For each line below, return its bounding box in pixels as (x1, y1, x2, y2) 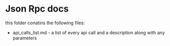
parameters (12, 35, 37, 41)
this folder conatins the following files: (5, 20, 85, 26)
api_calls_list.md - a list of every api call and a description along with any (12, 29, 165, 35)
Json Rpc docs (5, 3, 69, 15)
